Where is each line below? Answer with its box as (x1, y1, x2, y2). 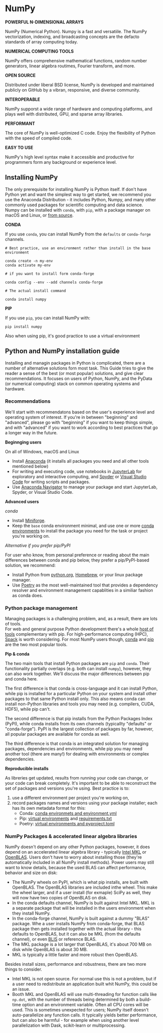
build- (139, 996, 152, 1002)
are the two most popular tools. (5, 642, 68, 647)
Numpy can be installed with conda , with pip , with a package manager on (5, 207, 150, 213)
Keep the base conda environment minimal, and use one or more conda (12, 523, 154, 528)
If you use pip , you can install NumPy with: (5, 315, 91, 321)
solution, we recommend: (5, 562, 56, 568)
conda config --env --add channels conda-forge (5, 280, 103, 285)
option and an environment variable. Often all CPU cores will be (22, 1002, 149, 1008)
